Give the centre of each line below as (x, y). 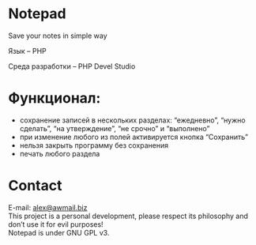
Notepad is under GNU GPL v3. (59, 232)
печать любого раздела (60, 153)
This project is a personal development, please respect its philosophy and (128, 216)
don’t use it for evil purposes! (56, 224)
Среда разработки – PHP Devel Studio (72, 66)
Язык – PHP (27, 51)
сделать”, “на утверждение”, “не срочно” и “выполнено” (115, 128)
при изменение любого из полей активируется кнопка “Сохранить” (134, 137)
